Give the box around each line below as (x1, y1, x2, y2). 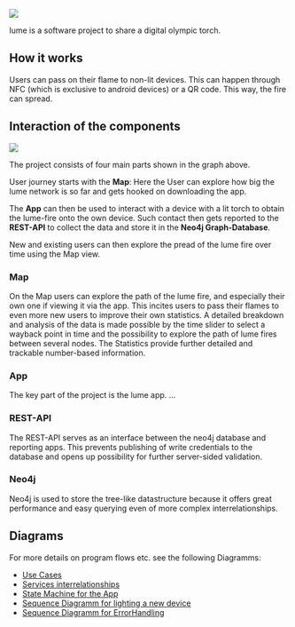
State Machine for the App (21, 588, 119, 599)
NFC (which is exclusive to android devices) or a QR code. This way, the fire (9, 83, 286, 94)
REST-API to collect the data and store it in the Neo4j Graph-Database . (9, 222, 271, 233)
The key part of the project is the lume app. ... (9, 390, 176, 401)
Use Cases (21, 569, 62, 580)
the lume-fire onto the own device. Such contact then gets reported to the (9, 212, 279, 223)
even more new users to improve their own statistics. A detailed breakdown (9, 309, 284, 320)
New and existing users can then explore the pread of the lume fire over (9, 239, 272, 250)
